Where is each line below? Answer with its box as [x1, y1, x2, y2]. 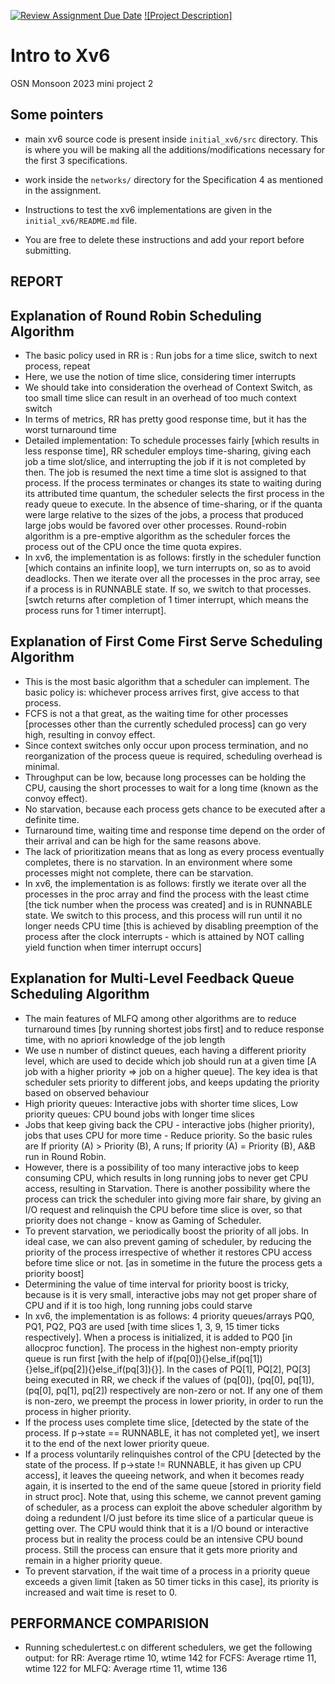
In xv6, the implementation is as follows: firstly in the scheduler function [24, 551, 322, 563]
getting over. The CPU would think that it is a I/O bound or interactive [24, 1522, 309, 1534]
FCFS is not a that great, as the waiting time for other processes [24, 707, 289, 719]
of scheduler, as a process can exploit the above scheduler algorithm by [24, 1501, 323, 1513]
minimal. [24, 760, 60, 772]
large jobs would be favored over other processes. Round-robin [24, 519, 287, 531]
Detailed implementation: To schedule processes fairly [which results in [24, 434, 320, 446]
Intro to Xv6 [10, 45, 111, 67]
